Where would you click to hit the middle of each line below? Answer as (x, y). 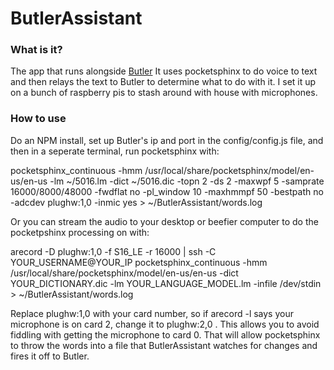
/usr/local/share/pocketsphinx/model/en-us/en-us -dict (124, 273)
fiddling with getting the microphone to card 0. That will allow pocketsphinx (165, 334)
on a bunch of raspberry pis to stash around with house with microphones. (164, 93)
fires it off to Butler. (50, 356)
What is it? (36, 50)
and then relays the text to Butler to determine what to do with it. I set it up (163, 82)
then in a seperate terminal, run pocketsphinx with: (115, 151)
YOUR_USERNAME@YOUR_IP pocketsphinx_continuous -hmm (139, 262)
